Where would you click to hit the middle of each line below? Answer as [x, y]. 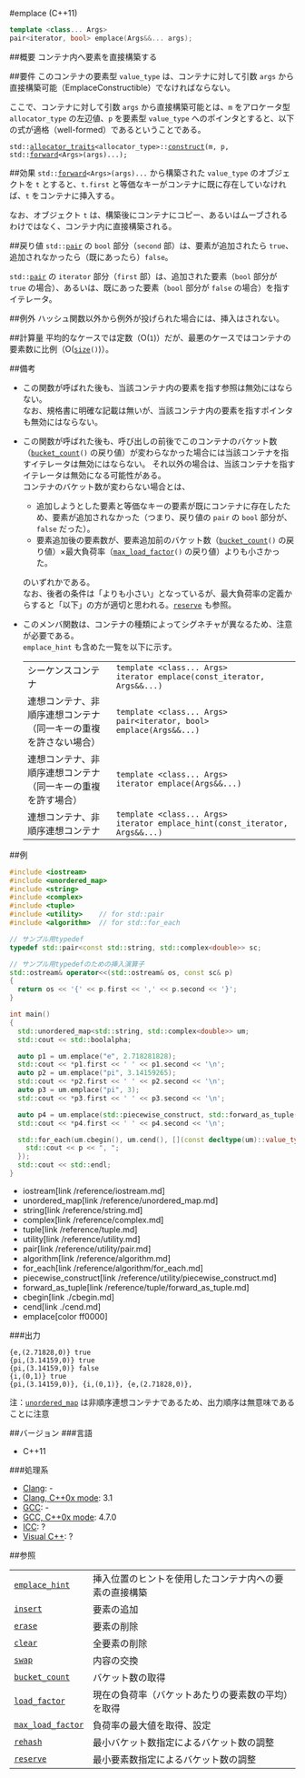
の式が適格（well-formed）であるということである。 [108, 129]
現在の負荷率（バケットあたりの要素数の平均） [190, 1694]
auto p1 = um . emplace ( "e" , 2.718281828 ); [97, 1056]
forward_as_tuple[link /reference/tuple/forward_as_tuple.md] [136, 1287]
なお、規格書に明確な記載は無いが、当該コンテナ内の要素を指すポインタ [157, 410]
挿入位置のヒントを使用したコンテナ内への [183, 1579]
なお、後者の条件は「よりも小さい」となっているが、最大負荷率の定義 [153, 593]
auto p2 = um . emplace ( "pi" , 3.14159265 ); [97, 1073]
